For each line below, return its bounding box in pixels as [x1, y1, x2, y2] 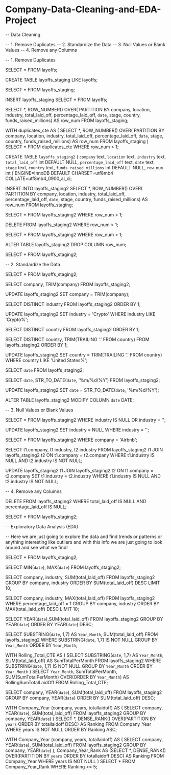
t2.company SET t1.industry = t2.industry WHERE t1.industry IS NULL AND [5, 473, 161, 479]
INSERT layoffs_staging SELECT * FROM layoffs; [5, 96, 108, 103]
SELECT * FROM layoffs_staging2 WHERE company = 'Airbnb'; [5, 436, 138, 443]
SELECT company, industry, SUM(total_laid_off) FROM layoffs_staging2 [5, 574, 155, 580]
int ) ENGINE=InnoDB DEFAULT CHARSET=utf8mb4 [5, 170, 114, 176]
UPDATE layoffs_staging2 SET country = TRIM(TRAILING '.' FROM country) [5, 351, 162, 357]
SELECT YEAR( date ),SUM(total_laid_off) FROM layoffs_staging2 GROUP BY [5, 615, 163, 622]
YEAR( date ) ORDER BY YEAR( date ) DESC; [5, 621, 93, 627]
